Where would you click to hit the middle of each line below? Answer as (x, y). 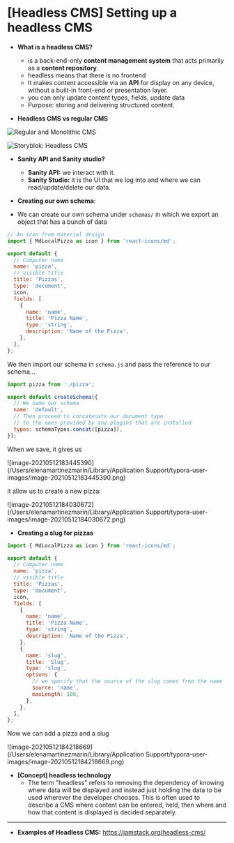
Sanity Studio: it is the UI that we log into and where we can (114, 180)
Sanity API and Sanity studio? (61, 159)
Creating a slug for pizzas (55, 533)
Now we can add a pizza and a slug (58, 734)
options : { (41, 675)
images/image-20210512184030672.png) (67, 519)
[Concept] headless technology (64, 775)
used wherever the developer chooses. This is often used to (114, 798)
